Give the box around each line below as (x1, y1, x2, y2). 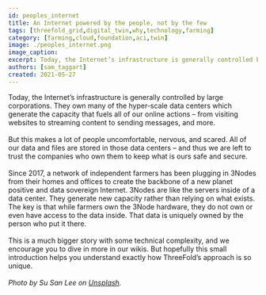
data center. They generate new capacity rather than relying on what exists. (8, 193, 256, 203)
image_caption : (8, 48, 59, 56)
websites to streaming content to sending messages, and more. (8, 117, 216, 127)
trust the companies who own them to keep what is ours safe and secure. (8, 151, 248, 161)
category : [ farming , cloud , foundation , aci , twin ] (8, 33, 169, 42)
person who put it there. (8, 219, 87, 228)
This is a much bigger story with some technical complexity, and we (8, 236, 230, 245)
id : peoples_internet (8, 11, 80, 20)
